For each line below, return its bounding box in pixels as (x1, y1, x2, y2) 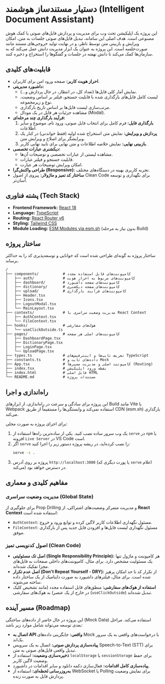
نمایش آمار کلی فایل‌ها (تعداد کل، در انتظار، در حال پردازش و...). (20, 88, 137, 94)
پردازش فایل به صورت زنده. (12, 673, 64, 679)
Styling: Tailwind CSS (12, 220, 57, 226)
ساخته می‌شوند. (12, 579, 42, 585)
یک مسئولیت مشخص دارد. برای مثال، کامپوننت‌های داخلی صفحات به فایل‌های (12, 558, 153, 564)
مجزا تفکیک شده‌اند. (12, 563, 49, 570)
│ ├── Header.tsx (5, 293, 46, 298)
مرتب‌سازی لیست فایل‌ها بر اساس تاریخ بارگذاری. (20, 104, 110, 110)
